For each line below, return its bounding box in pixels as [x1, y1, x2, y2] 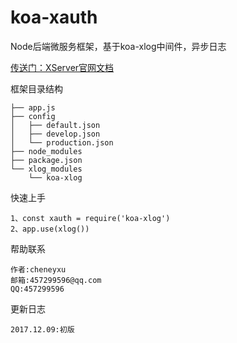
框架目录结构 [10, 82, 63, 95]
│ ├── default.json [10, 120, 101, 130]
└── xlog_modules [10, 164, 83, 174]
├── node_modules [10, 146, 83, 156]
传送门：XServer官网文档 [10, 61, 115, 73]
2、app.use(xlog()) [10, 224, 90, 234]
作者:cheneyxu [10, 264, 67, 275]
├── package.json [10, 155, 83, 165]
